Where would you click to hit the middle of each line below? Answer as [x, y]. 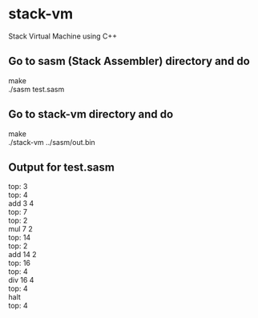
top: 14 [20, 238]
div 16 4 [21, 280]
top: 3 [18, 187]
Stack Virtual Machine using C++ [63, 36]
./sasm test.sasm [36, 89]
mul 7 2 [21, 229]
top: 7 [18, 212]
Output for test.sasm [61, 167]
